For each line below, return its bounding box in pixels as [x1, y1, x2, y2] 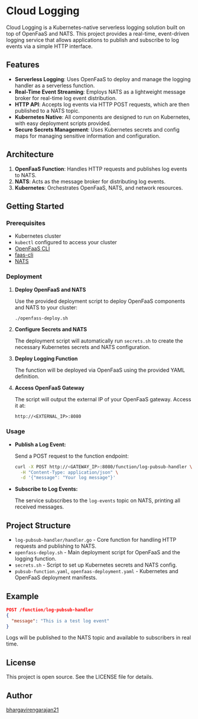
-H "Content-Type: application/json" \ [20, 469, 119, 475]
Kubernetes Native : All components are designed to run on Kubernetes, [14, 113, 191, 120]
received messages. [14, 503, 64, 510]
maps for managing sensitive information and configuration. [14, 132, 161, 139]
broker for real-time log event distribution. [14, 94, 117, 101]
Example [6, 591, 39, 601]
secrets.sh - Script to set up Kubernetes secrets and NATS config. [14, 561, 177, 568]
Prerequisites [6, 219, 46, 227]
